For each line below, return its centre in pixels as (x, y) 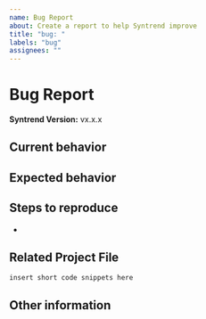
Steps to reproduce (64, 208)
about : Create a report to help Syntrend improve (103, 26)
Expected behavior (63, 178)
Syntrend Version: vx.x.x (56, 119)
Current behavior (58, 147)
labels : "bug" (36, 42)
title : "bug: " (37, 34)
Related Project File (64, 258)
